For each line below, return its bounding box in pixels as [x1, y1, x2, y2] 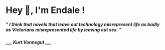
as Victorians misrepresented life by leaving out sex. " [6, 26, 122, 32]
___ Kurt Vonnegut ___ [6, 39, 52, 45]
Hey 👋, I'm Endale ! [6, 4, 85, 16]
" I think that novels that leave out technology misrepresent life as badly [6, 21, 160, 27]
